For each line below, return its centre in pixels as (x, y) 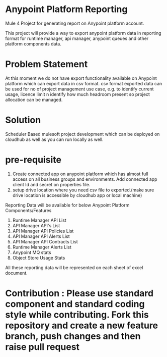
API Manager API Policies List (43, 231)
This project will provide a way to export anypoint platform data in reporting (83, 33)
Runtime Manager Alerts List (42, 247)
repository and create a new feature (82, 325)
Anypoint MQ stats (32, 252)
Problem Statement (47, 64)
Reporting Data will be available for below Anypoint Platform (67, 205)
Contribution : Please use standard (79, 293)
